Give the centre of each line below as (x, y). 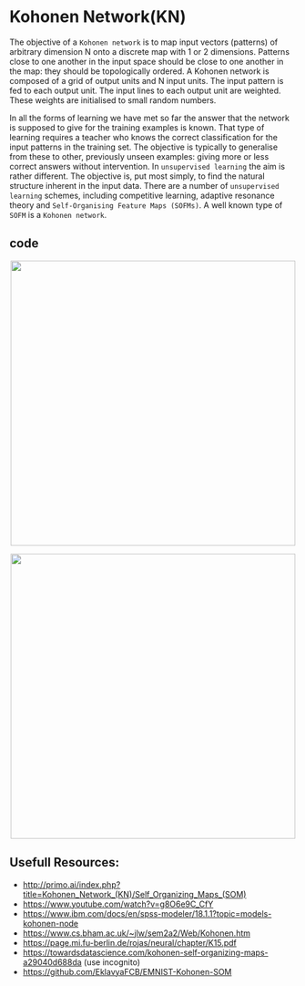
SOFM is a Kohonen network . (58, 214)
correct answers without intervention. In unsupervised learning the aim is (147, 166)
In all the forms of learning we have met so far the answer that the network (149, 118)
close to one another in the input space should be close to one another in (147, 61)
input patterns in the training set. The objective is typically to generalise (144, 147)
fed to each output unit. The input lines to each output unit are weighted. (145, 90)
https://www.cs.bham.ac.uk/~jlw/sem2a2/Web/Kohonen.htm (137, 933)
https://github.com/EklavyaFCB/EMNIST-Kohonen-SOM (127, 971)
